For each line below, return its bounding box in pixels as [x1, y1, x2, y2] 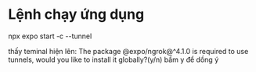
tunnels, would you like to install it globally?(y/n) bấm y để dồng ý [8, 55, 219, 64]
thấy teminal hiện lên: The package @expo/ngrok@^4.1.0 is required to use [8, 46, 249, 56]
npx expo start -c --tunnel [8, 31, 92, 41]
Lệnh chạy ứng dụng [8, 5, 145, 23]
